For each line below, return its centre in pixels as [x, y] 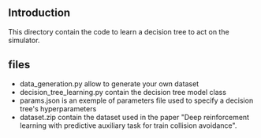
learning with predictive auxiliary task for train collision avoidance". [128, 125]
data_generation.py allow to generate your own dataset [109, 84]
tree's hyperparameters [58, 108]
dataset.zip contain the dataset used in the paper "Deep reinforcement [134, 117]
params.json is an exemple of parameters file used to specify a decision [136, 100]
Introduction [39, 13]
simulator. [24, 40]
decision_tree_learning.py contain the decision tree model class [123, 92]
